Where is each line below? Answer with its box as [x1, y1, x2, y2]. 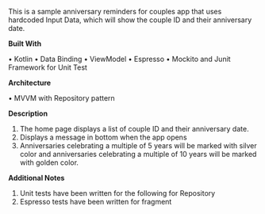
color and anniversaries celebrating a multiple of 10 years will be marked [19, 150, 257, 159]
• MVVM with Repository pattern [8, 94, 115, 102]
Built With [8, 39, 42, 48]
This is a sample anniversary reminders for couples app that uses [8, 7, 222, 16]
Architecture [8, 78, 52, 87]
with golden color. [19, 158, 79, 167]
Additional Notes [8, 174, 65, 182]
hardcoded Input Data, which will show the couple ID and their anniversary [8, 15, 252, 25]
